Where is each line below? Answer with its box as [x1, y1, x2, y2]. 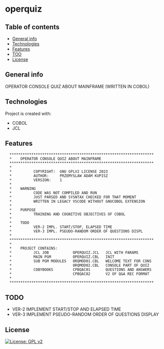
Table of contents [5, 23, 60, 31]
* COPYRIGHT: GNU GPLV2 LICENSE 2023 [9, 169, 108, 174]
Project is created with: [5, 111, 52, 116]
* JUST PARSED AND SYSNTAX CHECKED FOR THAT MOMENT [9, 195, 137, 200]
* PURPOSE [9, 208, 36, 213]
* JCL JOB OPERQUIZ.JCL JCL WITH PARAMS [9, 250, 139, 255]
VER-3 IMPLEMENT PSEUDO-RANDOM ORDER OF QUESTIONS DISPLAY [12, 311, 159, 317]
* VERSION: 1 [9, 178, 62, 183]
